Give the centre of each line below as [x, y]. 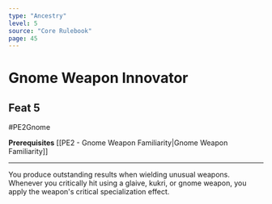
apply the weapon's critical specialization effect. [89, 192]
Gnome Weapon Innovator [98, 78]
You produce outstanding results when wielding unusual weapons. [119, 175]
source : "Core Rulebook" [50, 31]
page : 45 [23, 38]
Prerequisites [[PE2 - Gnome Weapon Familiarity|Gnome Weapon [118, 143]
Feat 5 [24, 108]
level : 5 [23, 23]
